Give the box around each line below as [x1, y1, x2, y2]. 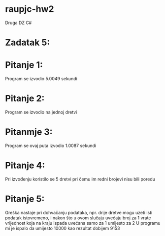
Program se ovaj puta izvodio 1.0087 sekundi [5, 143, 96, 148]
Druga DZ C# [5, 20, 32, 26]
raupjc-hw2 [5, 3, 54, 15]
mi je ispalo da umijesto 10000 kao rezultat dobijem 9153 [5, 225, 120, 231]
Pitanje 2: [5, 93, 45, 104]
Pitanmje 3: [5, 126, 53, 138]
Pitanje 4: [5, 160, 45, 171]
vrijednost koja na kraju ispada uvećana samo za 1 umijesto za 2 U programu [5, 220, 161, 226]
